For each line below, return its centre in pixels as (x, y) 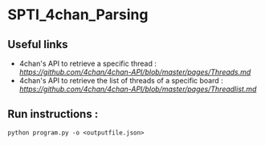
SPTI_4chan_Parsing (78, 15)
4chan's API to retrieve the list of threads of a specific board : (121, 81)
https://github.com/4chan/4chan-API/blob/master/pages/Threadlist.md (138, 89)
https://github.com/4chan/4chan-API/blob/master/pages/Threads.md (135, 72)
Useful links (38, 44)
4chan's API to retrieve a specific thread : (88, 63)
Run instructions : (53, 114)
